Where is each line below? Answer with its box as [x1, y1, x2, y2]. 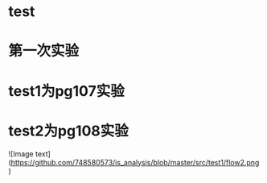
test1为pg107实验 [8, 81, 125, 100]
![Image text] [8, 148, 51, 159]
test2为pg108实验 [8, 122, 129, 139]
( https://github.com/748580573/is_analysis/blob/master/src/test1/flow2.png [8, 157, 260, 167]
